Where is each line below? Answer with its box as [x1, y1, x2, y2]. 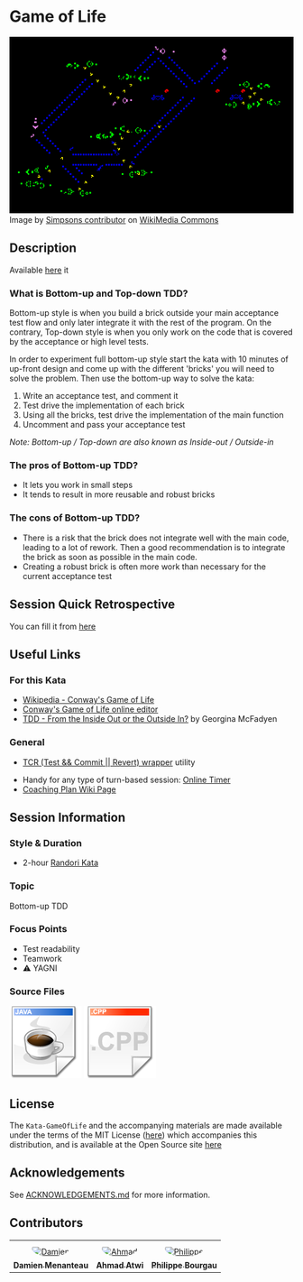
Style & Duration [9, 836, 83, 849]
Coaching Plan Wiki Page [22, 783, 117, 795]
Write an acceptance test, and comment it [22, 391, 179, 401]
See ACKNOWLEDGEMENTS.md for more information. [9, 1189, 211, 1200]
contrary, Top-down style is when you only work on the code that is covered [9, 327, 293, 337]
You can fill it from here [9, 621, 96, 632]
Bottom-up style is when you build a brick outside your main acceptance [9, 308, 280, 318]
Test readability [22, 943, 80, 954]
